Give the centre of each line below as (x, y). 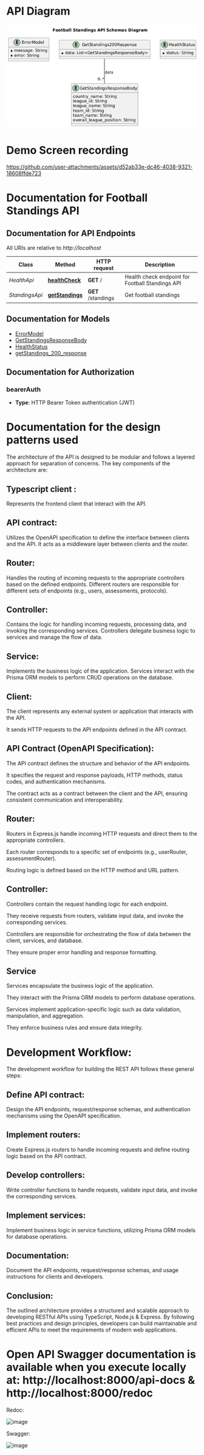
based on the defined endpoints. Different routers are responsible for (93, 584)
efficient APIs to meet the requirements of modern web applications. (92, 1330)
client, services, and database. (45, 940)
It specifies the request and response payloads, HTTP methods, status (95, 775)
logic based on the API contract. (46, 1156)
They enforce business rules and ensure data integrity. (75, 1028)
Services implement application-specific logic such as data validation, (94, 1009)
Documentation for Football (77, 198)
